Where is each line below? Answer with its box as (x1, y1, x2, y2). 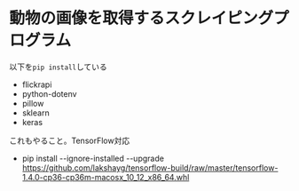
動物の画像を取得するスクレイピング (9, 8, 274, 28)
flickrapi (21, 79, 52, 90)
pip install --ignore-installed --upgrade (21, 153, 164, 163)
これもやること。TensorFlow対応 (9, 135, 130, 146)
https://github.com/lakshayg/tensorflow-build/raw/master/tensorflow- (21, 162, 279, 173)
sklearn (21, 107, 51, 118)
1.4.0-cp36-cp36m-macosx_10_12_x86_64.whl (21, 171, 190, 182)
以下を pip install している (9, 61, 108, 72)
